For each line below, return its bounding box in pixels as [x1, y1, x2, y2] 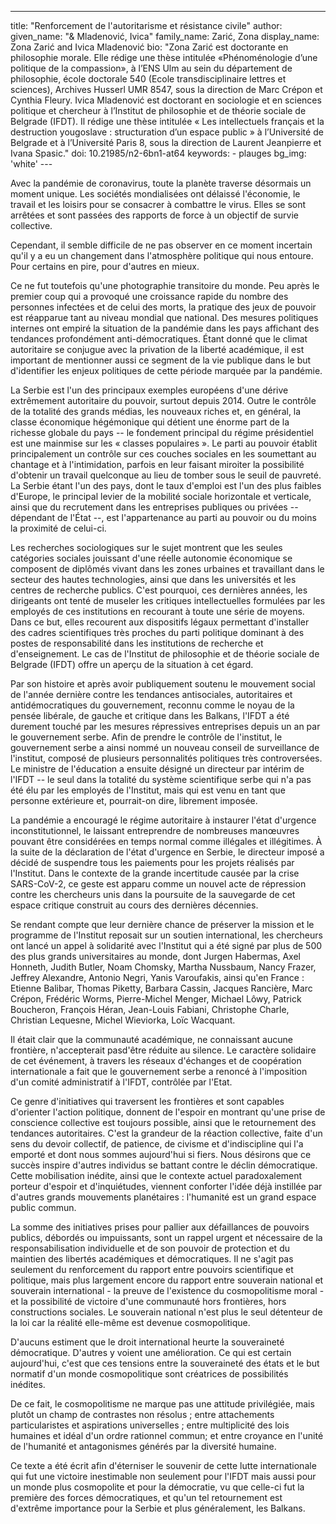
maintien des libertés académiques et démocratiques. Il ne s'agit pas [10, 1253, 294, 1265]
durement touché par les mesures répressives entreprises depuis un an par [10, 721, 321, 732]
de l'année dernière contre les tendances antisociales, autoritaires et [10, 689, 293, 700]
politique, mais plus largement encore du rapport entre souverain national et [10, 1274, 324, 1286]
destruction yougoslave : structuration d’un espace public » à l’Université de [10, 126, 324, 138]
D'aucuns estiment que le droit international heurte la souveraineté [10, 1336, 285, 1348]
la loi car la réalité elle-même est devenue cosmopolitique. [10, 1317, 251, 1328]
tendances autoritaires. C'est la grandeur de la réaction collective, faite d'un [10, 1127, 323, 1139]
